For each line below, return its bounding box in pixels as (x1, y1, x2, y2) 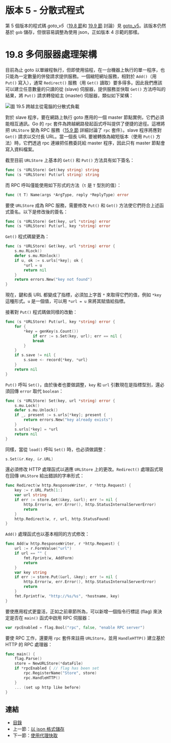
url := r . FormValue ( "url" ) (14, 546, 72, 551)
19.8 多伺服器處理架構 (5, 49, 97, 60)
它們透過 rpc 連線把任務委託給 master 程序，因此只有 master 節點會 (22, 139, 165, 146)
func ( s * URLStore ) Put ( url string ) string (5, 172, 100, 177)
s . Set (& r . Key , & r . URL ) (5, 457, 54, 462)
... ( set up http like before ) (14, 685, 81, 690)
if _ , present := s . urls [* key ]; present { (14, 412, 106, 418)
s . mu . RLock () (14, 249, 42, 254)
